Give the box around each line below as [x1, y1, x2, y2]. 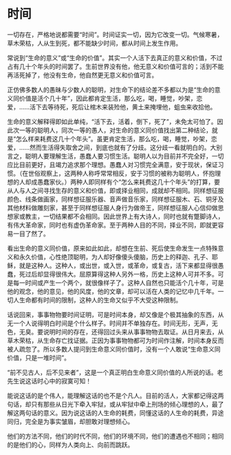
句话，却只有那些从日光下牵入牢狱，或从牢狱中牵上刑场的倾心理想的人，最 [7, 400, 218, 408]
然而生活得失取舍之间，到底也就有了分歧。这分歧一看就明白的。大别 [30, 143, 223, 152]
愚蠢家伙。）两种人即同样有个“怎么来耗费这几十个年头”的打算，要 [36, 177, 221, 186]
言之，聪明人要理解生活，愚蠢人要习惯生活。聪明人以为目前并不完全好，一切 [7, 152, 224, 160]
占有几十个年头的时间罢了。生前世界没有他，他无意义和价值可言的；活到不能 [7, 62, 224, 70]
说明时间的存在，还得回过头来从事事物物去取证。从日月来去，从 [43, 327, 224, 336]
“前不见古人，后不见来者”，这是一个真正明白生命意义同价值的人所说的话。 [7, 368, 218, 376]
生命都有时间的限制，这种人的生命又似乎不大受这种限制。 [19, 296, 182, 304]
